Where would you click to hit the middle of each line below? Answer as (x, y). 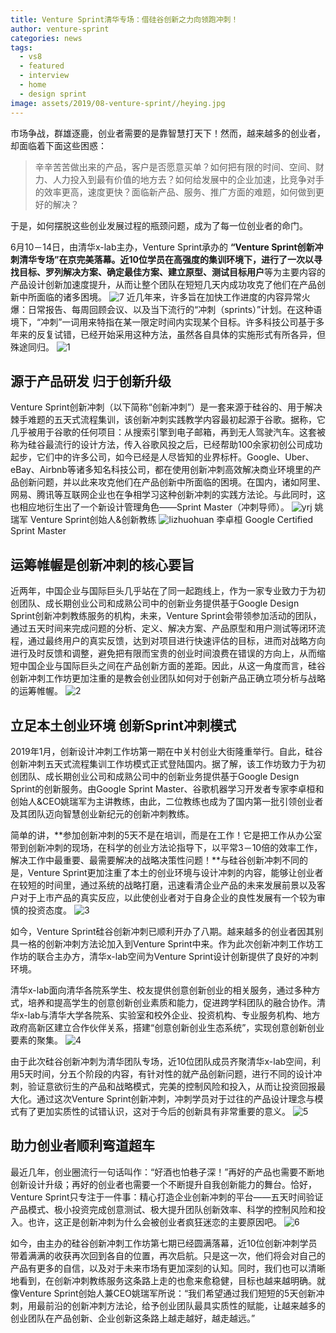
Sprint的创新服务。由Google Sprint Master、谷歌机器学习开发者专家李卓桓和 (167, 788)
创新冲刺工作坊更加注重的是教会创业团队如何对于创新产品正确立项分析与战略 (168, 678)
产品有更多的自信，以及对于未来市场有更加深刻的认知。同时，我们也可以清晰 (168, 1268)
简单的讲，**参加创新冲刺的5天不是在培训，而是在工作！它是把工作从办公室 (166, 835)
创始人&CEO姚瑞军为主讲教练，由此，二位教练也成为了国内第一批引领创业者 (167, 801)
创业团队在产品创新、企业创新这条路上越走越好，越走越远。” (133, 1318)
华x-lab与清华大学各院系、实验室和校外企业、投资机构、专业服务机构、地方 (165, 1015)
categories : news (46, 38)
